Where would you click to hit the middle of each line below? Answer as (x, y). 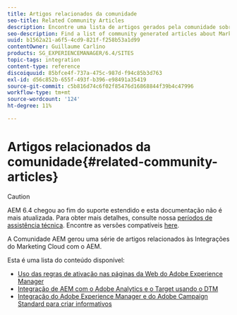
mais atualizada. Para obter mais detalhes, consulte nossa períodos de (110, 218)
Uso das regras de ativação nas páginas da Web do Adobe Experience (120, 273)
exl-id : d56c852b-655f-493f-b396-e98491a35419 (77, 79)
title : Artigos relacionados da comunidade (72, 14)
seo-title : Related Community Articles (66, 20)
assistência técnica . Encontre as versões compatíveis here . (93, 225)
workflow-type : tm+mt (39, 93)
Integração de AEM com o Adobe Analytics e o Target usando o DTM (118, 289)
